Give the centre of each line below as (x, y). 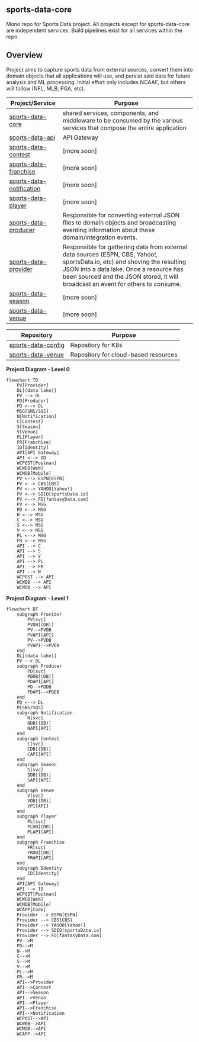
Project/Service (33, 103)
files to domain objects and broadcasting (119, 223)
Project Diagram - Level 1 (37, 598)
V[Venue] (28, 432)
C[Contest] (30, 422)
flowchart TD (22, 380)
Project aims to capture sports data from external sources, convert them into (99, 69)
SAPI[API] (39, 780)
